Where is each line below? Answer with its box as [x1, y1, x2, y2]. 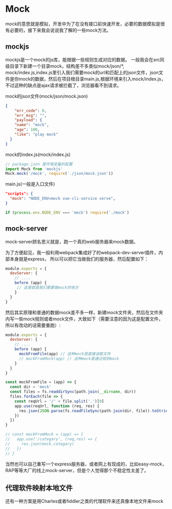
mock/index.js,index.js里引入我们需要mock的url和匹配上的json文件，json [5, 69, 159, 75]
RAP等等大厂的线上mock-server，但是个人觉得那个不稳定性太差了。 [5, 467, 149, 473]
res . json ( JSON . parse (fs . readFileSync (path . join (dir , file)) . [18, 408, 153, 413]
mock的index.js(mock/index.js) [5, 151, 71, 157]
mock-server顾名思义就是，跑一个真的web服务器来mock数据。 [5, 238, 138, 245]
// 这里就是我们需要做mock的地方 [16, 285, 79, 290]
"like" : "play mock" [14, 132, 58, 137]
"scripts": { [5, 191, 33, 196]
